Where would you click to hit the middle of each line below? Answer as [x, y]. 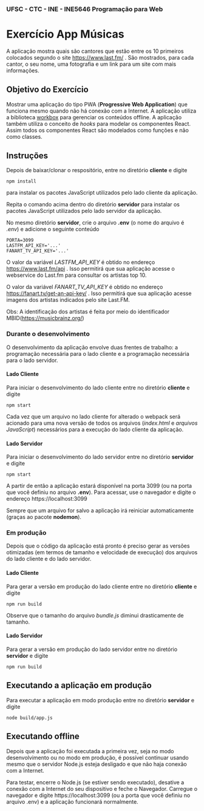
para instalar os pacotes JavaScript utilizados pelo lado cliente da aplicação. [102, 193]
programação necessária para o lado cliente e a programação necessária [98, 353]
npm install [21, 181]
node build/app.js [29, 718]
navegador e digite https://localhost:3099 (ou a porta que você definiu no [98, 795]
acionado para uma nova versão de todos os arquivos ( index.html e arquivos [102, 423]
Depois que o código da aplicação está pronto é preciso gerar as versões [98, 546]
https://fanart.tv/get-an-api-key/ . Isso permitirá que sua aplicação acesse [99, 293]
